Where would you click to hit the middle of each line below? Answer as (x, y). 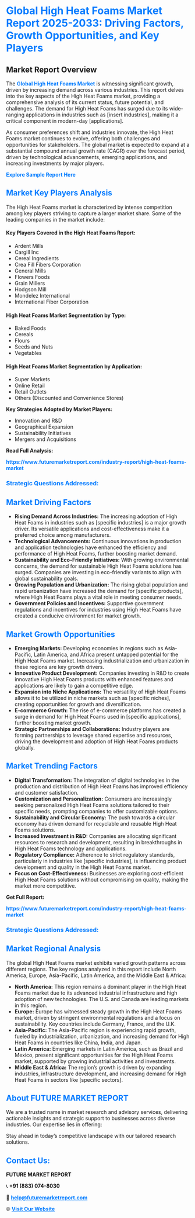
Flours (22, 341)
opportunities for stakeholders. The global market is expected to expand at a (98, 145)
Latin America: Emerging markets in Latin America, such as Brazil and (99, 1048)
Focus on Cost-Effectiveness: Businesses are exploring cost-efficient (99, 873)
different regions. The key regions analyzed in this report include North (91, 969)
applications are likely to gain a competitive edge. (74, 685)
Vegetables (28, 353)
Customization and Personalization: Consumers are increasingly (93, 799)
